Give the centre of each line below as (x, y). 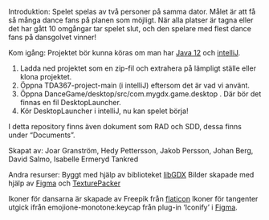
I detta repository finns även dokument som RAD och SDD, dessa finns (125, 126)
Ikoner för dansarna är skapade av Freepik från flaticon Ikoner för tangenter (133, 199)
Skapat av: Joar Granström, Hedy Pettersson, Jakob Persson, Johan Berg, (131, 151)
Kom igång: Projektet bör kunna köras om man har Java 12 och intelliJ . (124, 53)
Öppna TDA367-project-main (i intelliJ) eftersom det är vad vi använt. (135, 85)
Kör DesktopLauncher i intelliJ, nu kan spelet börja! (104, 111)
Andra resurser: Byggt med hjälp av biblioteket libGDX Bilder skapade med (131, 175)
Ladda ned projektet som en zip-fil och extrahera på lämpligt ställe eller (138, 68)
